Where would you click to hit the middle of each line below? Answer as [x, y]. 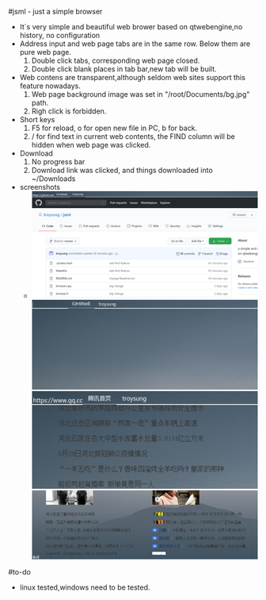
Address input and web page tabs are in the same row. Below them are [135, 44]
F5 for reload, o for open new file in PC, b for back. [114, 128]
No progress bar [58, 162]
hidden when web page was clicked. [91, 145]
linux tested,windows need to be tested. [85, 587]
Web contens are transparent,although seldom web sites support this [132, 77]
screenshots [40, 187]
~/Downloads [53, 179]
